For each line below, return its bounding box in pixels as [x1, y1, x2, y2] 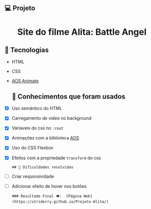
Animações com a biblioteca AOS [11, 135, 79, 141]
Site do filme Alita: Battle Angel [17, 26, 147, 37]
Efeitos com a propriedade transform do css [11, 155, 101, 161]
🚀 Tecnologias [4, 46, 49, 54]
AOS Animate [11, 78, 39, 84]
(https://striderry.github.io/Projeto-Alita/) [11, 199, 109, 204]
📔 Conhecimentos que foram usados [11, 92, 126, 101]
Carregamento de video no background [11, 115, 92, 121]
